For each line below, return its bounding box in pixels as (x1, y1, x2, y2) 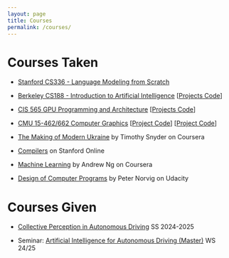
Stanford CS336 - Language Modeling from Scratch (17, 77, 170, 86)
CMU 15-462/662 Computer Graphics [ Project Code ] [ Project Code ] (17, 119, 217, 128)
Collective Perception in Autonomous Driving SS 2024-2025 (17, 222, 194, 231)
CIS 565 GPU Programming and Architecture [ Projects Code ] (17, 105, 196, 114)
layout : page (7, 10, 46, 18)
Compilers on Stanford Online (17, 146, 105, 155)
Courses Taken (7, 54, 99, 70)
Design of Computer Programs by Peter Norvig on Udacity (17, 174, 189, 183)
